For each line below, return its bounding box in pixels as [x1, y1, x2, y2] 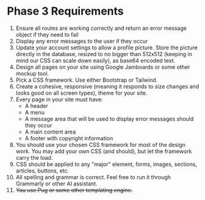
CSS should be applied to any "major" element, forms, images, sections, [15, 160, 198, 168]
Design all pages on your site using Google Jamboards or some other [15, 63, 190, 71]
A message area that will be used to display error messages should [24, 115, 194, 123]
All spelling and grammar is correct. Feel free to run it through [15, 173, 171, 180]
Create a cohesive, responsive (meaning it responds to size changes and [15, 82, 200, 90]
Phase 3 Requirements [7, 4, 124, 18]
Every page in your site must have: [15, 96, 103, 103]
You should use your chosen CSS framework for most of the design [15, 141, 185, 148]
